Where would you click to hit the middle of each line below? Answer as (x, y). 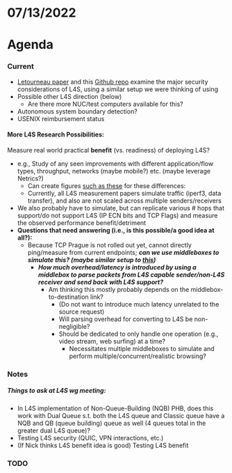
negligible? (74, 326)
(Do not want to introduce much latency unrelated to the (139, 304)
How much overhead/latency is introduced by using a (117, 267)
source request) (82, 311)
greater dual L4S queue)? (53, 431)
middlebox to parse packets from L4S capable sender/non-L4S (131, 274)
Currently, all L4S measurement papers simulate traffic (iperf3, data (124, 193)
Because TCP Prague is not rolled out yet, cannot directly (110, 245)
